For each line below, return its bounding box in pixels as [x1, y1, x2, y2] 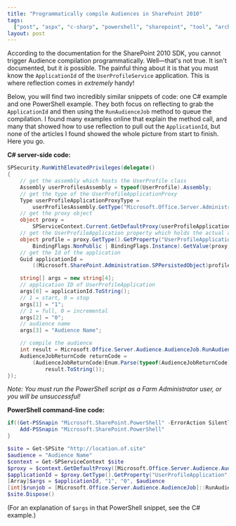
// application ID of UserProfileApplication [20, 281, 156, 288]
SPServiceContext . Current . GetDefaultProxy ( [32, 223, 162, 230]
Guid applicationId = [20, 255, 83, 263]
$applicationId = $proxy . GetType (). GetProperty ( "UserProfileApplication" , [7, 471, 231, 478]
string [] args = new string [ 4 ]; [20, 275, 114, 282]
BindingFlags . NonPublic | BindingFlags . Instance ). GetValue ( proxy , [32, 243, 231, 250]
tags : [7, 17, 23, 24]
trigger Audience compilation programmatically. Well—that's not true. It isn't [7, 57, 227, 65]
